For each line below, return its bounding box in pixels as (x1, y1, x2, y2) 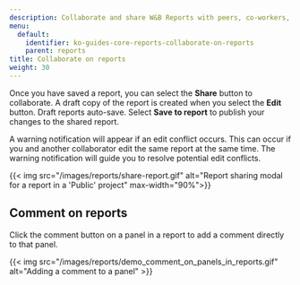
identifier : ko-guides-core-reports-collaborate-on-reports (25, 38, 254, 47)
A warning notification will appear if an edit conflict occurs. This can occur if (9, 134, 291, 144)
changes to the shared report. (9, 116, 119, 126)
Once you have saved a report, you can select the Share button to (9, 87, 253, 99)
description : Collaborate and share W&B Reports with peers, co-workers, (9, 13, 291, 22)
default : (17, 30, 50, 39)
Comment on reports (9, 205, 128, 220)
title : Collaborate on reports (9, 55, 126, 64)
